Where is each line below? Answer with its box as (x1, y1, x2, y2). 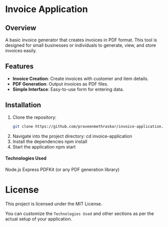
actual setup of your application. (5, 215, 72, 222)
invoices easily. (5, 48, 37, 53)
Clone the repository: (12, 114, 57, 120)
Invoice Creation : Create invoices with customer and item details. (12, 75, 149, 82)
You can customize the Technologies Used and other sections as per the (5, 210, 154, 216)
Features (5, 62, 34, 71)
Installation (5, 101, 41, 109)
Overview (5, 24, 37, 32)
